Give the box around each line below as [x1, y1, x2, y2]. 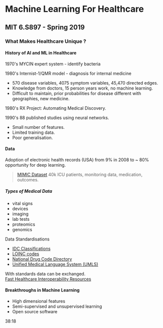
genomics [12, 226, 33, 232]
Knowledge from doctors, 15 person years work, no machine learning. [12, 85, 153, 91]
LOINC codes [12, 251, 40, 257]
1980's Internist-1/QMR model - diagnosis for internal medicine [5, 70, 132, 76]
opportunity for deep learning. [5, 162, 66, 168]
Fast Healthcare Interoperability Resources [5, 276, 92, 282]
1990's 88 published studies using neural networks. [5, 115, 109, 120]
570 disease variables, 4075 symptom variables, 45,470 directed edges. [12, 80, 158, 86]
